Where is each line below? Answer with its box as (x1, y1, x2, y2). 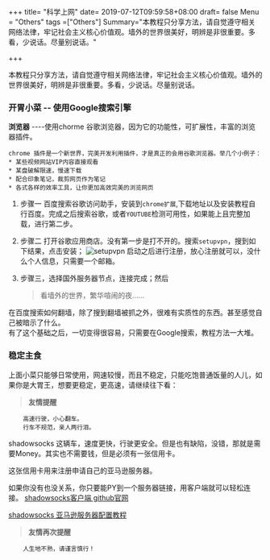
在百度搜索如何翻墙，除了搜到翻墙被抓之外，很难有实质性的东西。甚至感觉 (8, 308, 255, 317)
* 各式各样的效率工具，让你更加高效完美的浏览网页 (8, 184, 154, 192)
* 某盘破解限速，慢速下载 (8, 167, 82, 175)
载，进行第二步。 (19, 219, 77, 229)
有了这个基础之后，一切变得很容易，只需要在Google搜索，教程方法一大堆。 (8, 328, 259, 338)
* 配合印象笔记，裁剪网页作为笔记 (8, 176, 106, 184)
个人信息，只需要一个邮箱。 (27, 256, 119, 266)
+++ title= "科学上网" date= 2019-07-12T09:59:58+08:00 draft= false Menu (8, 7, 260, 16)
